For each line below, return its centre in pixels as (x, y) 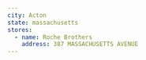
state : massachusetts (43, 23)
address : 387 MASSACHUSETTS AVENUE (80, 44)
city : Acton (27, 15)
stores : (20, 30)
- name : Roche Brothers (53, 37)
